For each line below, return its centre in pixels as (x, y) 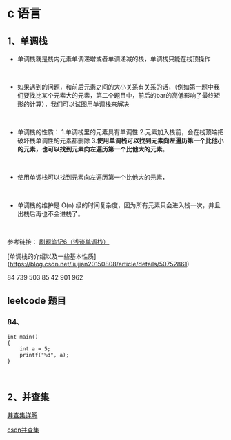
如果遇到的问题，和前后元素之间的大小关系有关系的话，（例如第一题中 (115, 87)
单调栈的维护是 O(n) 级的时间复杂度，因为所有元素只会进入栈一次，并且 (119, 205)
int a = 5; (35, 349)
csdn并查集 (23, 430)
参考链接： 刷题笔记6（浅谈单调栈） (58, 242)
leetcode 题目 (37, 301)
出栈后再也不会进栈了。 (50, 214)
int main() (23, 337)
